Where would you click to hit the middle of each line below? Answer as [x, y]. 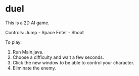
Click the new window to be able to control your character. [74, 62]
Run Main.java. [28, 52]
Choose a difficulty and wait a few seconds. [58, 57]
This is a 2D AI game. [27, 23]
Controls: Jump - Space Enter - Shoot [45, 32]
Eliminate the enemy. [34, 68]
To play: [13, 42]
